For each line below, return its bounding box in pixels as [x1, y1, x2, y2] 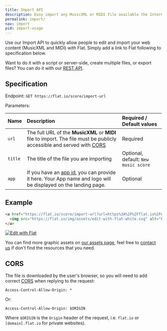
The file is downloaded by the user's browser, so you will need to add [5, 273, 148, 279]
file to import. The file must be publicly [26, 135, 117, 142]
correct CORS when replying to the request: [5, 278, 95, 284]
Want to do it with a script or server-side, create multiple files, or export [5, 60, 152, 66]
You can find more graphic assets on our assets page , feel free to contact [5, 240, 156, 246]
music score [122, 162, 151, 168]
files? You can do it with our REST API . [5, 65, 83, 71]
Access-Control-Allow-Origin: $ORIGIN [5, 306, 85, 311]
